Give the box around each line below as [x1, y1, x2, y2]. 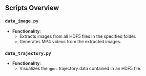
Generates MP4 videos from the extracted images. [19, 38, 122, 44]
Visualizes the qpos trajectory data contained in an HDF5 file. [19, 65, 142, 71]
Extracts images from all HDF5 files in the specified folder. [19, 33, 137, 39]
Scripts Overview [5, 4, 60, 12]
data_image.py [5, 18, 39, 24]
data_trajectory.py [5, 50, 51, 56]
